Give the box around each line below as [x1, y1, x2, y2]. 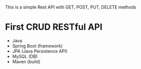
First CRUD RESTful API [5, 22, 103, 33]
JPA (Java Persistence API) [12, 48, 68, 54]
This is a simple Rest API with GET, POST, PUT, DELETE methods [5, 4, 137, 10]
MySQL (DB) [12, 53, 38, 59]
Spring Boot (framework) [12, 43, 63, 49]
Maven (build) [12, 59, 41, 65]
